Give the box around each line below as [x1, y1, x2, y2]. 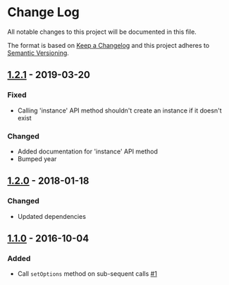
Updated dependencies [17, 212, 87, 220]
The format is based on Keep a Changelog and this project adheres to [7, 41, 210, 49]
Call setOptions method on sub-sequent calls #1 [17, 270, 157, 278]
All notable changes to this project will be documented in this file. [7, 27, 197, 36]
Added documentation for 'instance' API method [17, 147, 159, 156]
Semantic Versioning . [7, 49, 69, 57]
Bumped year [17, 154, 57, 163]
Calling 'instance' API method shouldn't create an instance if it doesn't [17, 106, 222, 115]
